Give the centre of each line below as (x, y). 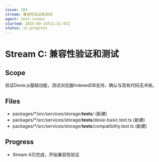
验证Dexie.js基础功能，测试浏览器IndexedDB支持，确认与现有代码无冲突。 (81, 85)
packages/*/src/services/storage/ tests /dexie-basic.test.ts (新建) (79, 120)
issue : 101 (16, 10)
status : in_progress (27, 28)
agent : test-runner (25, 19)
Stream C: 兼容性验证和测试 (62, 54)
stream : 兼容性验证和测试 (29, 14)
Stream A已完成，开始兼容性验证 (46, 155)
